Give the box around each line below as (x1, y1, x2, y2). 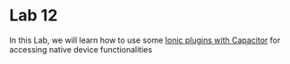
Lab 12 (9, 5, 58, 26)
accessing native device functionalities (9, 44, 153, 54)
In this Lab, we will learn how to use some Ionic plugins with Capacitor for (9, 35, 281, 45)
